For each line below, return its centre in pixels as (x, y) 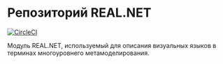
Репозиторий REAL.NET (79, 13)
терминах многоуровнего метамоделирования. (78, 53)
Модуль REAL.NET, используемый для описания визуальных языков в (112, 45)
